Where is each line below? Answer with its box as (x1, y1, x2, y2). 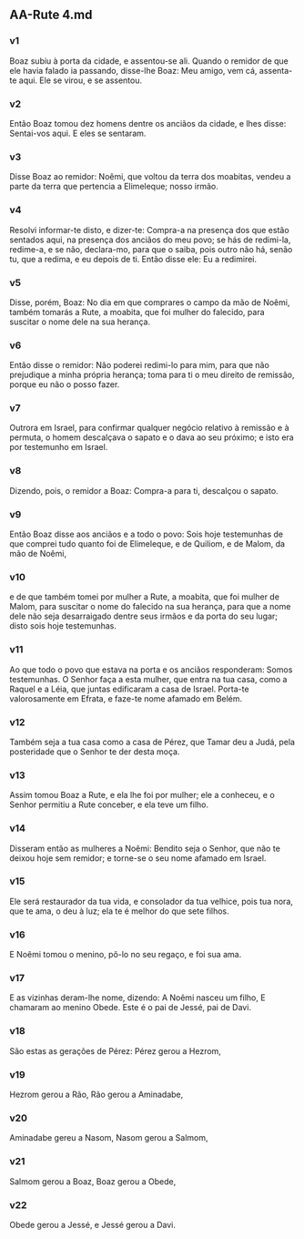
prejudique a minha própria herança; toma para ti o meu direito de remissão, (9, 369, 295, 381)
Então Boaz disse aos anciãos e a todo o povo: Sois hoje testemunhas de (9, 528, 284, 540)
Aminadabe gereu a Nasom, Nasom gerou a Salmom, (9, 1132, 208, 1143)
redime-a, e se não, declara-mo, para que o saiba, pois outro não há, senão (9, 243, 293, 254)
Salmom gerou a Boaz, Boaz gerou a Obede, (9, 1175, 177, 1187)
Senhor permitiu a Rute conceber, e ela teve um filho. (9, 799, 209, 810)
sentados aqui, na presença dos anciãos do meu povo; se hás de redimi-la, (9, 234, 291, 245)
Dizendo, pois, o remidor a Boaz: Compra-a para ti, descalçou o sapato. (9, 485, 279, 496)
